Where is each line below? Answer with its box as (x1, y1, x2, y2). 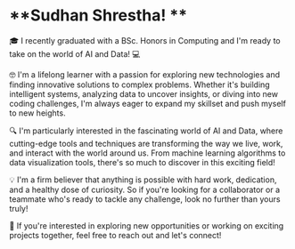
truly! (9, 203, 29, 213)
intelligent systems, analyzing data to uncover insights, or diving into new (9, 88, 279, 99)
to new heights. (9, 108, 66, 118)
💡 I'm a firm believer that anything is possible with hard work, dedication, (9, 174, 277, 185)
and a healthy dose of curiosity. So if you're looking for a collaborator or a (9, 184, 281, 195)
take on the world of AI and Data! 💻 (9, 48, 141, 59)
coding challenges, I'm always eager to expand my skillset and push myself (9, 98, 287, 108)
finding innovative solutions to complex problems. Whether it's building (9, 79, 270, 90)
